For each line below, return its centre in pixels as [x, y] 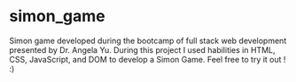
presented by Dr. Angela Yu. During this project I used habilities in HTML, [142, 49]
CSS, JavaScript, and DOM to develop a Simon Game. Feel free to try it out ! [148, 59]
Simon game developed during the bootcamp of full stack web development [148, 41]
